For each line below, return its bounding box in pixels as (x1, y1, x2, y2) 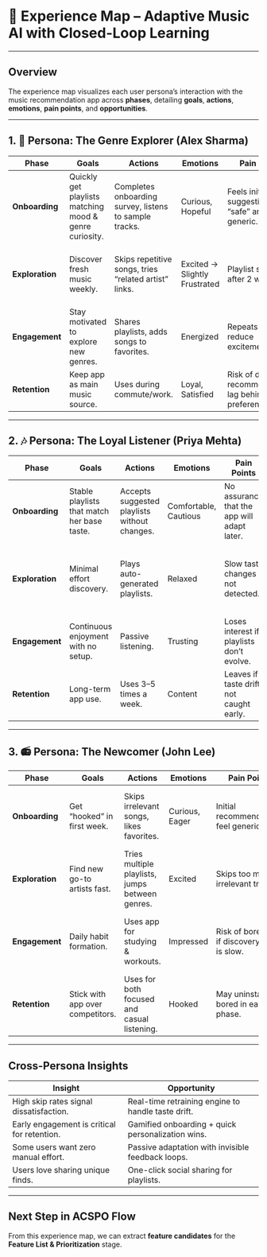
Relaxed (167, 573, 198, 584)
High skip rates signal (12, 1096, 93, 1107)
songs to (114, 336, 147, 347)
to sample (114, 211, 151, 222)
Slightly (180, 268, 209, 279)
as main (68, 378, 99, 390)
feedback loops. (127, 1152, 188, 1162)
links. (114, 283, 134, 294)
